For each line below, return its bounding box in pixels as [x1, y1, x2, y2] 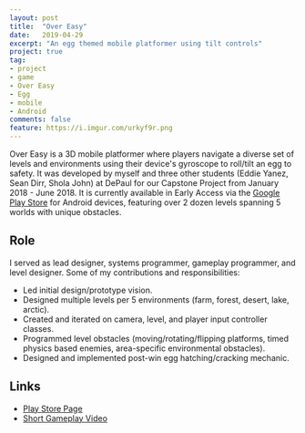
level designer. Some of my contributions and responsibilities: [9, 266, 240, 278]
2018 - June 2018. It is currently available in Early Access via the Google [9, 188, 280, 198]
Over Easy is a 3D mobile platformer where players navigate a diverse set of [9, 149, 294, 160]
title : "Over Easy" [9, 22, 88, 31]
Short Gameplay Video [22, 412, 107, 424]
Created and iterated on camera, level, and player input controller [22, 314, 268, 325]
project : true [9, 47, 64, 57]
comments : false [9, 115, 71, 124]
